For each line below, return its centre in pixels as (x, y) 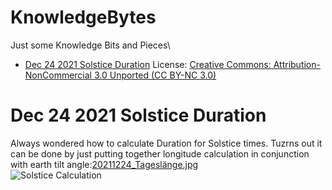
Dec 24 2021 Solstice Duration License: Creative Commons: (148, 64)
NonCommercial (58, 75)
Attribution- (297, 64)
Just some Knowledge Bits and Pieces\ (90, 45)
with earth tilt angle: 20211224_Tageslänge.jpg (104, 164)
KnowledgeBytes (83, 17)
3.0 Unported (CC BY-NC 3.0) (155, 75)
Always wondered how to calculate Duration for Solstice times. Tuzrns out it (166, 143)
